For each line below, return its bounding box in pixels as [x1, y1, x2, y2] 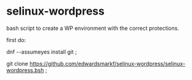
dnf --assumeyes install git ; [6, 48, 77, 56]
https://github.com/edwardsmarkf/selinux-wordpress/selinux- [29, 60, 185, 67]
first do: [6, 36, 26, 43]
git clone [6, 60, 29, 67]
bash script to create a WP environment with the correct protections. [6, 24, 179, 32]
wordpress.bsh [6, 66, 45, 74]
